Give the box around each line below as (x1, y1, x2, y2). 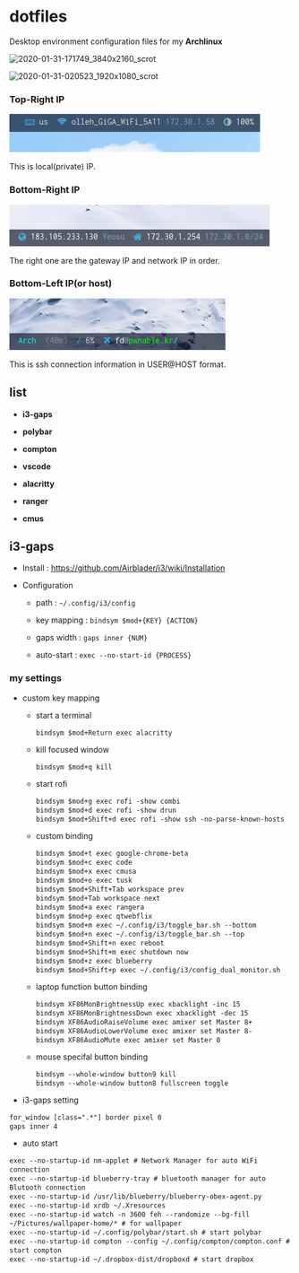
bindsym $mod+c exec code (35, 858, 132, 867)
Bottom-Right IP (9, 184, 81, 196)
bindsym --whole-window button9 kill (35, 1069, 177, 1078)
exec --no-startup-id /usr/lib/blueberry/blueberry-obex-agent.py (9, 1191, 262, 1201)
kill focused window (35, 744, 110, 754)
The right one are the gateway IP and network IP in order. (9, 255, 221, 266)
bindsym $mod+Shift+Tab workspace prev (35, 885, 185, 894)
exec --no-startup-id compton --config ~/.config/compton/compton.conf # (9, 1236, 291, 1246)
